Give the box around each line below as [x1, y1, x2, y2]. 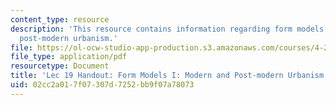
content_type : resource [10, 14, 110, 25]
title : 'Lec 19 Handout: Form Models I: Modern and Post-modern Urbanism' [10, 71, 329, 81]
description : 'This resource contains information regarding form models [10, 24, 325, 34]
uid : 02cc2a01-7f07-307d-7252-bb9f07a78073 [10, 80, 195, 90]
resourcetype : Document [10, 61, 110, 71]
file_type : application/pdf [10, 52, 128, 62]
